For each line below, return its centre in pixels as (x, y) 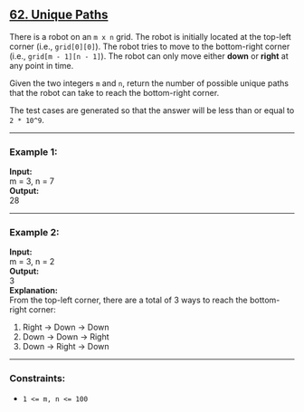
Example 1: (33, 151)
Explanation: (34, 291)
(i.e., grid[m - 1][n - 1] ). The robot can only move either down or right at (149, 56)
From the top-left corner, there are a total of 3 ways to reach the (128, 300)
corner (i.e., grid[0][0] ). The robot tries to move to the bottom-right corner (150, 46)
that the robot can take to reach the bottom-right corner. (114, 92)
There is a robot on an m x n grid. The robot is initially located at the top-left (150, 36)
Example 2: (34, 233)
